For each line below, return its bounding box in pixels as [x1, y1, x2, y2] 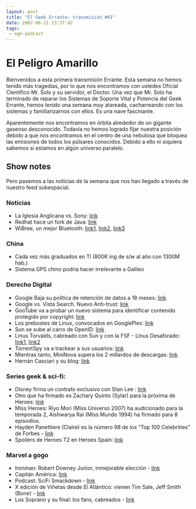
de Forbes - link [14, 430, 54, 437]
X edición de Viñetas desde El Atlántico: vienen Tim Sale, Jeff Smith [14, 483, 181, 491]
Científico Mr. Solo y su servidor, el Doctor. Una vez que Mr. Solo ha [6, 89, 172, 96]
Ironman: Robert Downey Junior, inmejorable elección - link [14, 464, 160, 472]
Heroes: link [14, 398, 45, 406]
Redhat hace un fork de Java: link [14, 218, 97, 226]
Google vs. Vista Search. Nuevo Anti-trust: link [14, 300, 129, 307]
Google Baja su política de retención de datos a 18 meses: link [14, 294, 166, 301]
